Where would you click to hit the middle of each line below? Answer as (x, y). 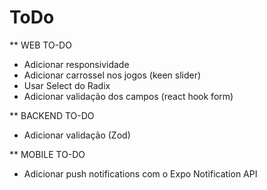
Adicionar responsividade (76, 64)
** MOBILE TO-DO (47, 154)
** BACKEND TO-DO (52, 115)
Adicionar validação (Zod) (77, 135)
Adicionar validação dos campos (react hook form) (128, 96)
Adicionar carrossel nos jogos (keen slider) (112, 75)
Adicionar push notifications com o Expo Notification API (140, 173)
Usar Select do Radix (67, 85)
